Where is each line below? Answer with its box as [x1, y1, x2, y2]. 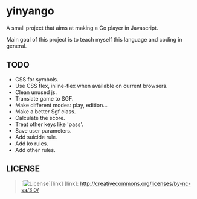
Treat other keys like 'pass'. [15, 121, 83, 128]
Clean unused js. [15, 89, 57, 96]
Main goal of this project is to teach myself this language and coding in [6, 36, 182, 43]
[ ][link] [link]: [21, 180, 79, 187]
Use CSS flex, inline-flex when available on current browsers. [15, 82, 168, 89]
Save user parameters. [15, 127, 72, 134]
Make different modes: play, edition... [15, 101, 108, 109]
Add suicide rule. [15, 133, 57, 141]
